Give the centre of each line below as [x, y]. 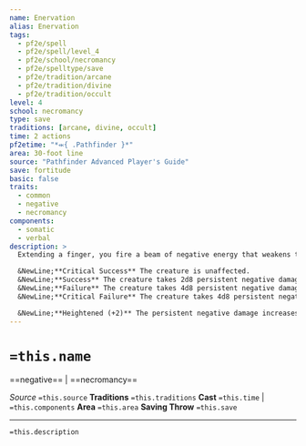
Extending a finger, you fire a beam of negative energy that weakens [154, 255]
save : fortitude [40, 170]
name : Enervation [42, 18]
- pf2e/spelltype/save [61, 69]
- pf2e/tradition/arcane [65, 77]
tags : [20, 35]
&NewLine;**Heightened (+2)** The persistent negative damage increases [158, 313]
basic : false [34, 178]
